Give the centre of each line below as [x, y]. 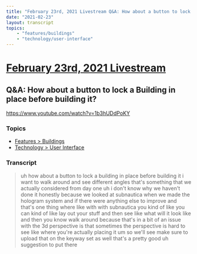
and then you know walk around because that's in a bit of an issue [101, 219]
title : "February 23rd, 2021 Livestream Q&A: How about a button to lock [98, 11]
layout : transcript [30, 22]
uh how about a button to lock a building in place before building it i [102, 176]
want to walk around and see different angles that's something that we [106, 182]
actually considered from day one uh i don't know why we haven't [100, 188]
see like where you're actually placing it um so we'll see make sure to [104, 232]
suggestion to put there [49, 245]
